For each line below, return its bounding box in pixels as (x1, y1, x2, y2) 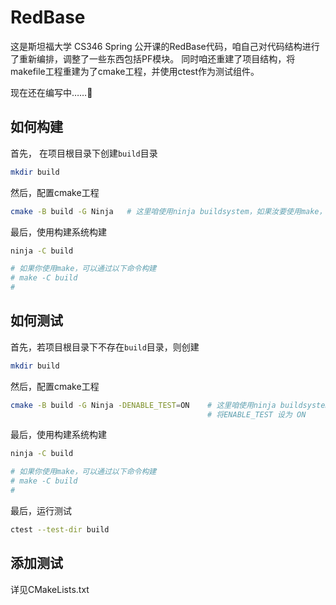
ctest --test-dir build (10, 524, 110, 535)
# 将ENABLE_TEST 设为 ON (207, 409, 307, 420)
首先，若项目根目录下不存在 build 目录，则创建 (10, 341, 200, 353)
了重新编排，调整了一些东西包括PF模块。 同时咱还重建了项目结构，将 (10, 52, 296, 65)
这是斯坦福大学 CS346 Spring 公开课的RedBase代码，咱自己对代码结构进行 (10, 40, 320, 52)
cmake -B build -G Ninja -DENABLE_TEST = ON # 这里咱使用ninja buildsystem (10, 400, 330, 410)
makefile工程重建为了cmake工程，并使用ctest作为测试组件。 (10, 65, 260, 77)
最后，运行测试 (10, 504, 72, 516)
